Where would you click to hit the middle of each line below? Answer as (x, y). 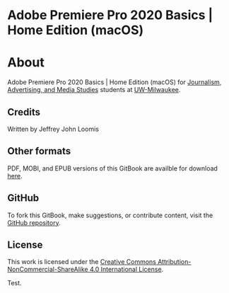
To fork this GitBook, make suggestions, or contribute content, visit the (110, 215)
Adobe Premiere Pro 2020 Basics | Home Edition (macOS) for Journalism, (114, 82)
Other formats (39, 151)
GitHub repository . (34, 222)
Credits (24, 112)
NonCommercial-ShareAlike (48, 270)
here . (15, 176)
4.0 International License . (127, 270)
